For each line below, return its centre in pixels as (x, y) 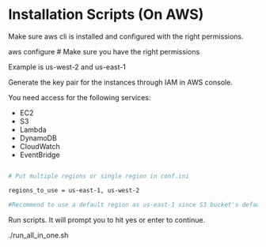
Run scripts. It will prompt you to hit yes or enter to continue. (107, 219)
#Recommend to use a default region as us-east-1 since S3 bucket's (123, 204)
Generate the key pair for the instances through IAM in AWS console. (121, 82)
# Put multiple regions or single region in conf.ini (99, 176)
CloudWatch (40, 146)
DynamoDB (38, 138)
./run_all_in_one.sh (38, 235)
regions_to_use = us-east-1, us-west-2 (74, 190)
